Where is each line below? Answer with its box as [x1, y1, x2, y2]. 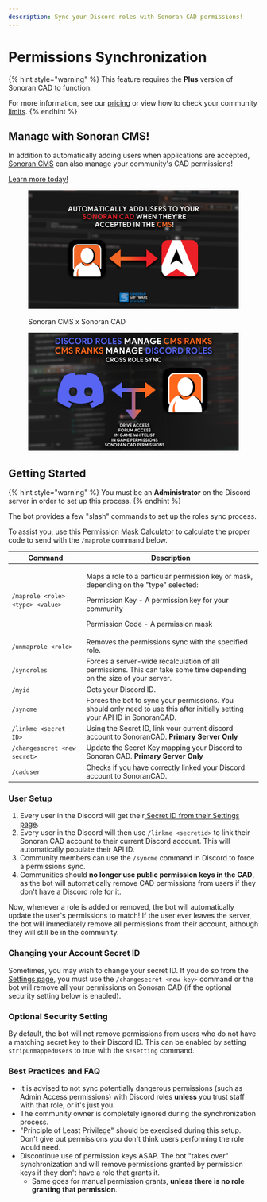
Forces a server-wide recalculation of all [86, 656, 219, 667]
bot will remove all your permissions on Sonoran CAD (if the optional [8, 982, 232, 992]
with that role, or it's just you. [19, 1100, 115, 1110]
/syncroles [11, 667, 48, 674]
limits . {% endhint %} [8, 106, 78, 116]
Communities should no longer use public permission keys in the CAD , [19, 870, 255, 879]
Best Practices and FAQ [8, 1065, 101, 1076]
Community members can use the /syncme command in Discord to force [19, 853, 255, 863]
